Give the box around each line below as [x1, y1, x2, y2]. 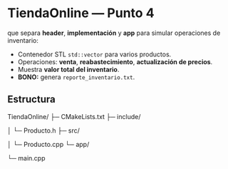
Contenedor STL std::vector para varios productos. [17, 50, 172, 58]
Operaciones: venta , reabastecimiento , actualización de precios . [17, 57, 213, 66]
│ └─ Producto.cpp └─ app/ [7, 140, 90, 148]
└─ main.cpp [7, 153, 46, 162]
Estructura [7, 93, 56, 106]
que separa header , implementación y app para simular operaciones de [7, 29, 221, 37]
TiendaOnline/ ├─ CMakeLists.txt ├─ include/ [7, 112, 141, 121]
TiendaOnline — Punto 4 [7, 5, 155, 21]
